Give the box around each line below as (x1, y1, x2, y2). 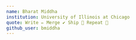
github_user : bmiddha (6, 25, 61, 31)
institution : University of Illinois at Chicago (6, 14, 130, 20)
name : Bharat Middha (6, 8, 58, 15)
